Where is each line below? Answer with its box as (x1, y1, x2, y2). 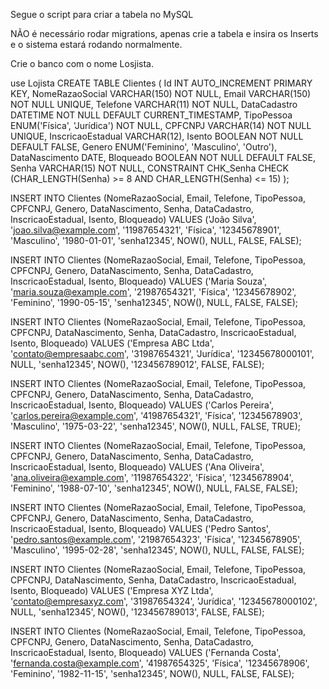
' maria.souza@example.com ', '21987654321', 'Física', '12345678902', (10, 286, 297, 298)
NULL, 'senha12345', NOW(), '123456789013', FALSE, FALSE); (10, 606, 265, 618)
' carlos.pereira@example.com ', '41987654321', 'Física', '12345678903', (10, 410, 303, 421)
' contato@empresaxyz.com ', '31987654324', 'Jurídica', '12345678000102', (10, 595, 318, 607)
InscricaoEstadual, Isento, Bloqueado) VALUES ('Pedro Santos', (10, 523, 271, 534)
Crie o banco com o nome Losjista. (10, 58, 154, 69)
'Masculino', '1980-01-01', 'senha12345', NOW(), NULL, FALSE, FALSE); (10, 235, 302, 246)
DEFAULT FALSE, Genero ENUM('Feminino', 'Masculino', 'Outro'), (10, 141, 278, 153)
